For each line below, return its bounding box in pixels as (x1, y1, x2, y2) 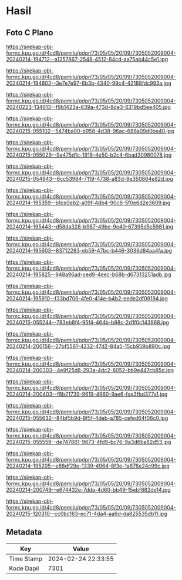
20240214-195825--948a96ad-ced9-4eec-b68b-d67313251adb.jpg (6, 271, 171, 278)
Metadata (6, 527, 42, 537)
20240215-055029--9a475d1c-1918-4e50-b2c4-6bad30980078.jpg (6, 151, 172, 158)
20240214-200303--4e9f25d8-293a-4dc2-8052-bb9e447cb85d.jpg (6, 367, 174, 373)
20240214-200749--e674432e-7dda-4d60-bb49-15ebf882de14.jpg (6, 486, 171, 493)
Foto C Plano (6, 28, 53, 38)
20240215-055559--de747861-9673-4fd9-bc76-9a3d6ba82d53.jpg (6, 439, 171, 445)
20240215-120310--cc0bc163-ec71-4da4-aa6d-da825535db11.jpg (6, 511, 167, 517)
